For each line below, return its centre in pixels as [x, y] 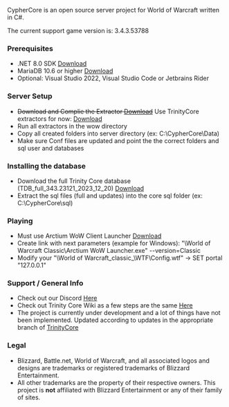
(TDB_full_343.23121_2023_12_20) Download [80, 188]
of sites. [29, 397]
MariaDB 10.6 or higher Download [65, 71]
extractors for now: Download [59, 119]
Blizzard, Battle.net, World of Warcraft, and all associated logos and [113, 360]
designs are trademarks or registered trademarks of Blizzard [103, 368]
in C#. [16, 17]
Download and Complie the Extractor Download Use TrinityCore [108, 111]
